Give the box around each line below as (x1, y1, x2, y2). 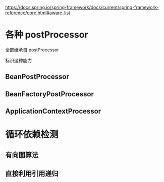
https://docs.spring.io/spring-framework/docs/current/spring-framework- (5, 5, 159, 10)
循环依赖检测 (5, 129, 59, 140)
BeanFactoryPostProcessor (5, 90, 94, 98)
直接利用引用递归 (5, 169, 59, 178)
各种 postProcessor (5, 29, 88, 41)
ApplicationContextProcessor (5, 107, 101, 116)
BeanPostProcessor (5, 72, 70, 81)
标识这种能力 (5, 57, 32, 63)
